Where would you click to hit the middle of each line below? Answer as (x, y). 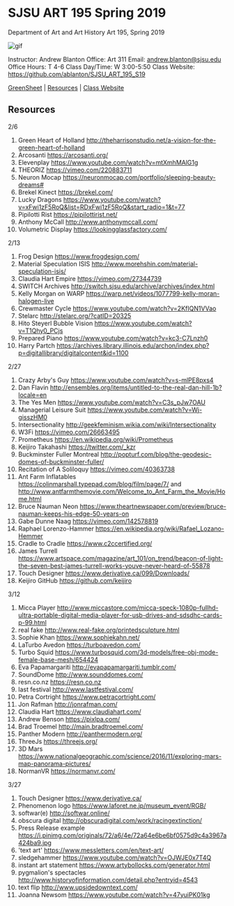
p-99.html (32, 622)
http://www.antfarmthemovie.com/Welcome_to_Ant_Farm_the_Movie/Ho (122, 491)
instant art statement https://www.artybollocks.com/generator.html (114, 865)
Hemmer (31, 535)
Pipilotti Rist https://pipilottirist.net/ (68, 214)
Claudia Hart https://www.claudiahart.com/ (79, 712)
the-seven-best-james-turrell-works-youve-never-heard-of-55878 (114, 566)
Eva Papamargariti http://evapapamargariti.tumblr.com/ (97, 667)
